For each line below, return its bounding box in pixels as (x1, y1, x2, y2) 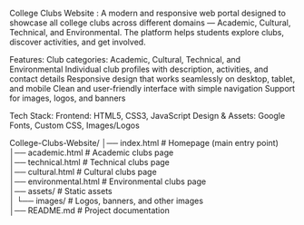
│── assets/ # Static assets (9, 186, 113, 196)
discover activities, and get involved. (9, 36, 147, 47)
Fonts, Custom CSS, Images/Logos (9, 120, 141, 131)
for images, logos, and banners (9, 93, 126, 103)
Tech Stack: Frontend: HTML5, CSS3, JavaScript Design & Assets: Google (9, 111, 286, 121)
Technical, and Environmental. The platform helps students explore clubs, (9, 27, 284, 37)
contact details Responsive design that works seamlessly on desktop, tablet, (9, 73, 296, 84)
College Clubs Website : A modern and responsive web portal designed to (9, 8, 286, 18)
